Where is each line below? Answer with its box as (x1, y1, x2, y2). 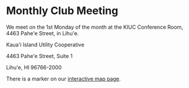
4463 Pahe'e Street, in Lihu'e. (6, 29, 79, 36)
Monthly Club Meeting (6, 4, 118, 18)
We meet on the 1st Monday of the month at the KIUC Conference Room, (6, 23, 184, 31)
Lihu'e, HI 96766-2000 (6, 63, 62, 71)
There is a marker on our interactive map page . (6, 75, 121, 82)
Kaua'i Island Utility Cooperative (6, 41, 85, 48)
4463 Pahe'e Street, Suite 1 (6, 52, 73, 59)
